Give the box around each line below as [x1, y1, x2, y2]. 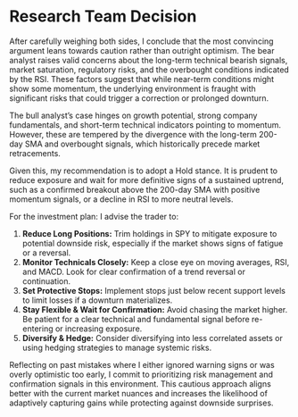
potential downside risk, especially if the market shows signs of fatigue [21, 238, 284, 248]
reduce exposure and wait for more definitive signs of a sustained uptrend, [9, 174, 284, 185]
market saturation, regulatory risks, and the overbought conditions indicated [9, 64, 290, 75]
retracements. [9, 147, 61, 158]
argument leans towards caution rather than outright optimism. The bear [9, 45, 275, 55]
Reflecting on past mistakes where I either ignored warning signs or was [9, 359, 275, 370]
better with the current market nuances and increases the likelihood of [9, 388, 268, 398]
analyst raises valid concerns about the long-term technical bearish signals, [9, 54, 288, 65]
